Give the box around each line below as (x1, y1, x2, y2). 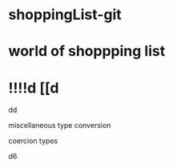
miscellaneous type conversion (8, 121, 111, 130)
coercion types (8, 136, 58, 145)
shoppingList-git (8, 6, 122, 24)
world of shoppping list (8, 42, 166, 61)
